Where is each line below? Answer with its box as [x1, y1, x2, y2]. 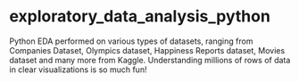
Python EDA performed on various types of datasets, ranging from [9, 36, 253, 46]
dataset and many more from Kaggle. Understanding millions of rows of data [9, 54, 291, 65]
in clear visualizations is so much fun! [9, 64, 147, 75]
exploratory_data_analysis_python [9, 6, 270, 27]
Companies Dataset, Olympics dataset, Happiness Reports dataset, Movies [9, 45, 286, 55]
